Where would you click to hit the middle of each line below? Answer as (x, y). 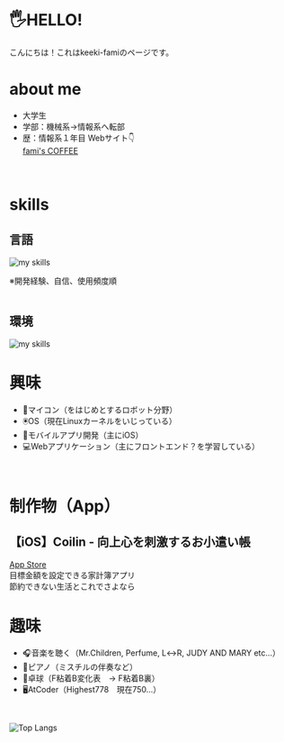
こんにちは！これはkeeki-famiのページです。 (92, 52)
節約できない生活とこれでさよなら (72, 586)
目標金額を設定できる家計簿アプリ (72, 575)
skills (29, 205)
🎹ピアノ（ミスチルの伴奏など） (80, 666)
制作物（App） (65, 506)
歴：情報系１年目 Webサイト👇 (78, 138)
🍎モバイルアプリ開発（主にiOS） (83, 435)
